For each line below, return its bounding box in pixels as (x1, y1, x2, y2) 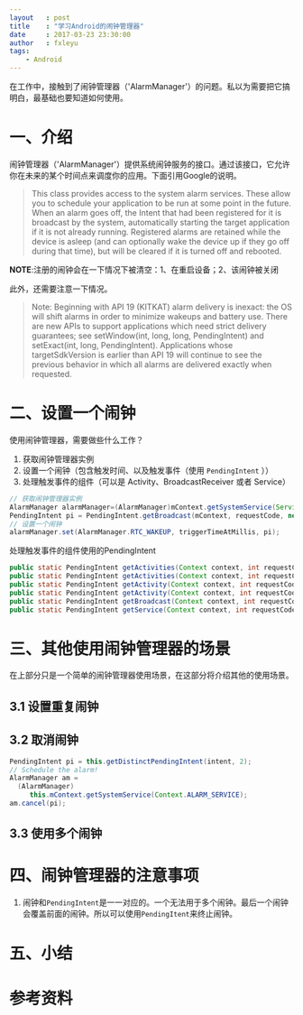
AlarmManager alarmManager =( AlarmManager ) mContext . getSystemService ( (9, 503, 277, 512)
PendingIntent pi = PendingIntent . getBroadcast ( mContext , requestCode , (9, 511, 284, 520)
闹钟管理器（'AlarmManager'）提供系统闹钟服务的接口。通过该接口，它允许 (9, 159, 290, 170)
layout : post (9, 13, 70, 23)
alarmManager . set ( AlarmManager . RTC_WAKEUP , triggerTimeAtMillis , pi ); (9, 528, 280, 537)
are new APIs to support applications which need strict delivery (31, 320, 268, 331)
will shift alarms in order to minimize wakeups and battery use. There (31, 310, 289, 321)
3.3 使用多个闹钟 (9, 826, 103, 842)
